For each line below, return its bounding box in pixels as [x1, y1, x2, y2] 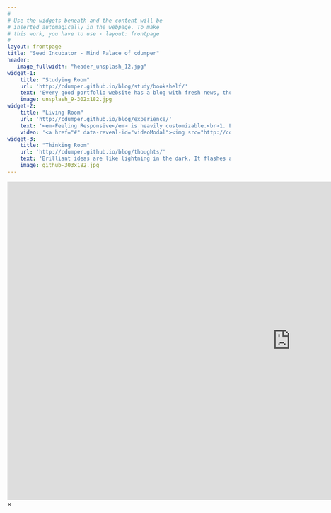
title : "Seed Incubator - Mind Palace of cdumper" [7, 50, 160, 57]
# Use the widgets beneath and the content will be [7, 17, 163, 24]
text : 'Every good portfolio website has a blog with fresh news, [20, 89, 220, 96]
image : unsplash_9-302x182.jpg [20, 96, 112, 103]
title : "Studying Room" [20, 76, 91, 83]
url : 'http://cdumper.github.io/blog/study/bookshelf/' [20, 83, 189, 90]
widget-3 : [7, 135, 37, 142]
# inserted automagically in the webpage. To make [7, 23, 160, 30]
